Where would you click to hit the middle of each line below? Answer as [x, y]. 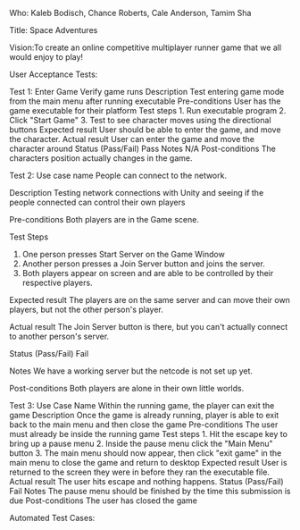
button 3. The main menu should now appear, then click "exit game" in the [146, 453]
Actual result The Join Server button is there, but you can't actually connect [149, 327]
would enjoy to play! [46, 57]
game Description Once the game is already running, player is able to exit [144, 415]
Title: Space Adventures [54, 30]
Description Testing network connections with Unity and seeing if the [137, 193]
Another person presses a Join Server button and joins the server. [143, 264]
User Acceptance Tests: [54, 74]
